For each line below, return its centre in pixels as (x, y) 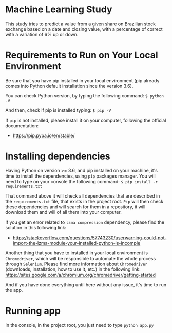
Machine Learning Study (59, 9)
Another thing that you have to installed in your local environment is (77, 253)
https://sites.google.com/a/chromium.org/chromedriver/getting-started (80, 275)
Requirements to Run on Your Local (82, 55)
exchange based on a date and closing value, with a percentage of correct (84, 29)
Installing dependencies (58, 156)
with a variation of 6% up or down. (42, 34)
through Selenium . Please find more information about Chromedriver (77, 264)
